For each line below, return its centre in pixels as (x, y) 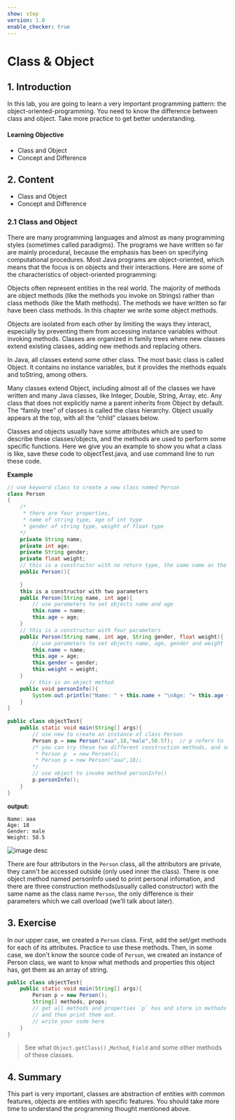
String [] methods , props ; (70, 1002)
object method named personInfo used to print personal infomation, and (111, 879)
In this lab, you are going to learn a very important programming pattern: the (117, 104)
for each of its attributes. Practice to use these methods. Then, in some (110, 947)
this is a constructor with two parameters (84, 591)
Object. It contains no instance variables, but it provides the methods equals (117, 367)
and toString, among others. (48, 374)
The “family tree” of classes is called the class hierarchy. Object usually (110, 410)
